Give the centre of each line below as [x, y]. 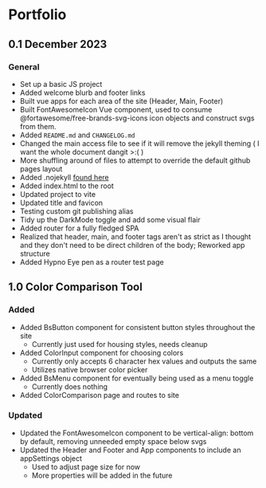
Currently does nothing [70, 386]
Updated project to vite [58, 194]
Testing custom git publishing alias [76, 211]
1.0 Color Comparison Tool [76, 287]
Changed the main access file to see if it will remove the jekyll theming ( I [139, 143]
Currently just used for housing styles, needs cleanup [119, 344]
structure [35, 254]
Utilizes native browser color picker [90, 369]
